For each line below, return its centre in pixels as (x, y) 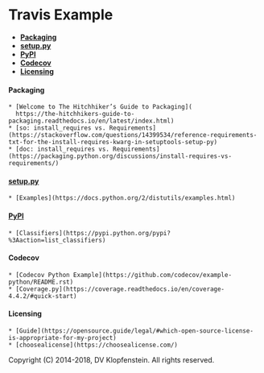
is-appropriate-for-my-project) (62, 338)
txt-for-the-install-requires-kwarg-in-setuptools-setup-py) (113, 143)
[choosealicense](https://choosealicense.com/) (97, 345)
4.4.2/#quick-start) (43, 296)
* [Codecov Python (39, 275)
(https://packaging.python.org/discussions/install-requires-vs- (120, 156)
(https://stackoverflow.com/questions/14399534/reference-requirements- (133, 135)
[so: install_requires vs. (61, 128)
